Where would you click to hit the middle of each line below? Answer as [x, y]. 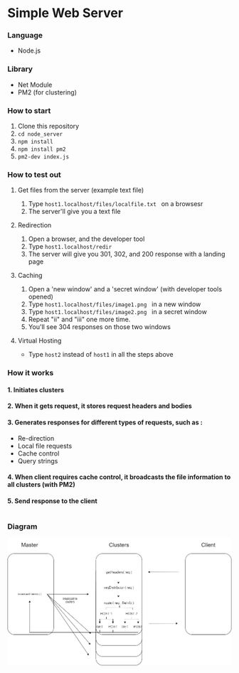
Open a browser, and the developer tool [86, 239]
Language [25, 36]
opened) [41, 297]
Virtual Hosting [39, 341]
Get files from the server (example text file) [81, 190]
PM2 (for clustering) [47, 92]
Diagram [22, 527]
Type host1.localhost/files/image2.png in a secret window [118, 312]
